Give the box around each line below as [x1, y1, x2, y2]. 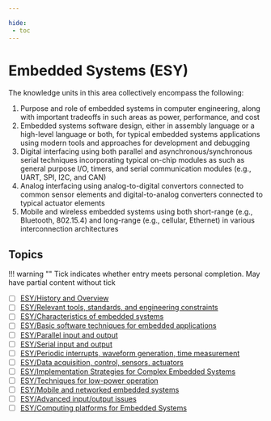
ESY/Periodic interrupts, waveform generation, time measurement [19, 348, 240, 358]
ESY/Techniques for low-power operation [19, 376, 159, 385]
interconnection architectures [19, 224, 119, 234]
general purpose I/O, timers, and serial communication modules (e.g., [19, 164, 252, 174]
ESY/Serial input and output [19, 339, 113, 349]
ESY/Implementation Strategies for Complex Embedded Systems [19, 366, 236, 376]
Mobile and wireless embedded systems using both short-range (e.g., [19, 207, 253, 217]
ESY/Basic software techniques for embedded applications [19, 321, 217, 330]
